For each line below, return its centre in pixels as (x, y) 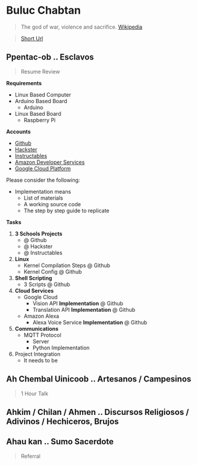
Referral (30, 456)
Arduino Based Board (41, 101)
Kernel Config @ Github (53, 271)
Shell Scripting (33, 278)
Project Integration (37, 354)
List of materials (43, 198)
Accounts (18, 131)
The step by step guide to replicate (66, 210)
